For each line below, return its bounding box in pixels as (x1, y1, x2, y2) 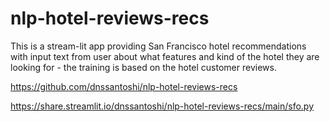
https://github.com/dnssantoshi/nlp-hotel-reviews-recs (10, 80, 238, 92)
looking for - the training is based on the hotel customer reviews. (10, 61, 277, 73)
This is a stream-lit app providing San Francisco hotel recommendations (10, 40, 307, 52)
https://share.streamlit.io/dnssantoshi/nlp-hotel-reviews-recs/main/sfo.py (10, 100, 315, 112)
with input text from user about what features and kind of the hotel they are (10, 50, 320, 62)
